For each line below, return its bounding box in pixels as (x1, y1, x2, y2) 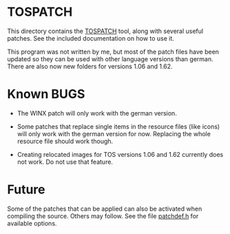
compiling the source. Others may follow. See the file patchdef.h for (7, 211, 199, 220)
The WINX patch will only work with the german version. (17, 109, 177, 117)
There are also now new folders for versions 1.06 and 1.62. (7, 62, 174, 70)
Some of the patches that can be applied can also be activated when (7, 204, 202, 213)
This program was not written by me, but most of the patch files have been (7, 47, 219, 56)
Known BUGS (7, 87, 85, 102)
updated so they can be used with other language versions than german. (7, 54, 213, 63)
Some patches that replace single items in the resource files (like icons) (17, 122, 220, 131)
